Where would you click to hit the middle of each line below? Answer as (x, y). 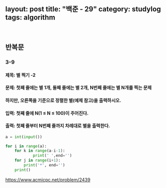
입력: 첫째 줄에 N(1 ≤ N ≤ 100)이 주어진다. (47, 113)
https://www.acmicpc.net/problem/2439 (48, 180)
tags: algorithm (30, 18)
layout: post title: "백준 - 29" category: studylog (83, 9)
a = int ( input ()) (24, 137)
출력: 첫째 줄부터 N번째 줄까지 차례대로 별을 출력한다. (58, 126)
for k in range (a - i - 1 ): (40, 151)
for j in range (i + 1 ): (37, 160)
